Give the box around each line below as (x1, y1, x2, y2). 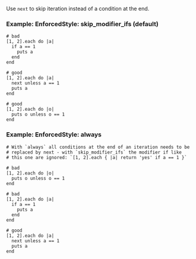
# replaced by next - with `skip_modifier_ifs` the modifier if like (6, 149, 182, 155)
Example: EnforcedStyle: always (6, 130, 102, 139)
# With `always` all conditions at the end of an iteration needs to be (6, 144, 190, 150)
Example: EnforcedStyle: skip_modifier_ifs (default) (6, 20, 159, 28)
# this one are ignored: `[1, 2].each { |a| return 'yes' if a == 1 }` (6, 154, 187, 160)
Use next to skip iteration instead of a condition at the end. (6, 5, 150, 12)
